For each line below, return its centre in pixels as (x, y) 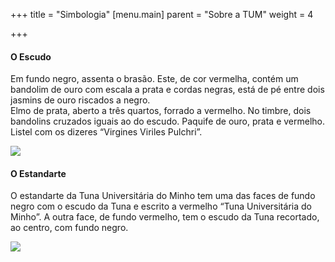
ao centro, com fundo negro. (69, 228)
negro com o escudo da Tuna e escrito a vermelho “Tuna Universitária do (161, 206)
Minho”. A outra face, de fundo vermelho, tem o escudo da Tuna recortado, (165, 217)
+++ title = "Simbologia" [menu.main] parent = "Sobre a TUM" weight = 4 (162, 14)
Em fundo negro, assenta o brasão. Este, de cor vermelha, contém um (154, 79)
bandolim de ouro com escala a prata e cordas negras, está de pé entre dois (167, 90)
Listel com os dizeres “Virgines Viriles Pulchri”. (106, 132)
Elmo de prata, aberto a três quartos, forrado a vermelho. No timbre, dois (161, 111)
